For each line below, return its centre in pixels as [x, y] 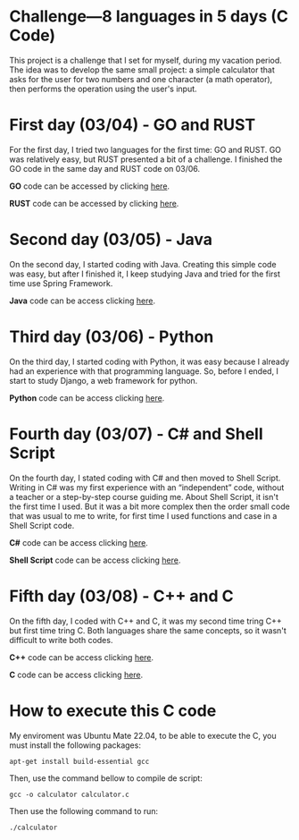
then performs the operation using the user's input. [104, 89]
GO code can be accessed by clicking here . [90, 186]
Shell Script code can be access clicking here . [95, 560]
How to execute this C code [113, 711]
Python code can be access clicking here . [87, 398]
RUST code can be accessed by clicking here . [94, 203]
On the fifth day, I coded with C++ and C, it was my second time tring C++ [146, 621]
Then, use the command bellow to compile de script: [106, 778]
